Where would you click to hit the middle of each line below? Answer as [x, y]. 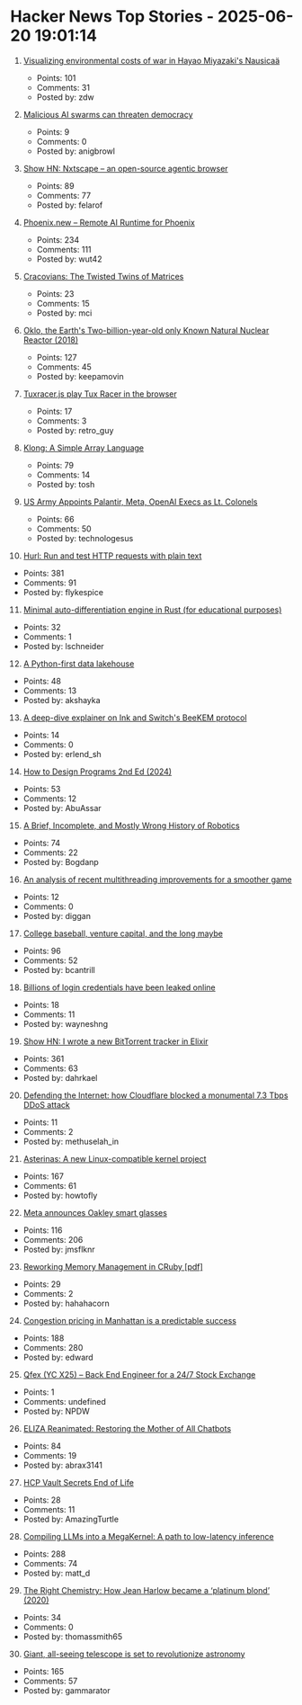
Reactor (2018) [51, 340]
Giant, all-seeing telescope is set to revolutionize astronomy [134, 1654]
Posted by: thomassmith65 [73, 1636]
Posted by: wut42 [69, 259]
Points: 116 [43, 1230]
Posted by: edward [58, 1357]
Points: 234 [58, 239]
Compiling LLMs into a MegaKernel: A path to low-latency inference [148, 1536]
